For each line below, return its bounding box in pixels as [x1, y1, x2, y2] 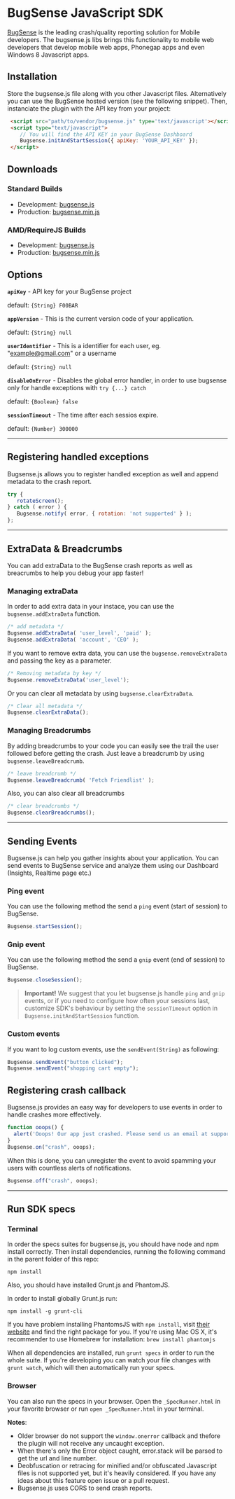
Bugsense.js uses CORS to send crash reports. [17, 1484, 152, 1492]
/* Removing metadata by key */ [7, 670, 101, 677]
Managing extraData [7, 586, 78, 596]
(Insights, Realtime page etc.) [7, 869, 92, 877]
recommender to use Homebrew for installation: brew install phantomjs [7, 1335, 215, 1343]
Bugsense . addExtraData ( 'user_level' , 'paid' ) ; [7, 630, 152, 637]
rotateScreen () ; [16, 497, 64, 504]
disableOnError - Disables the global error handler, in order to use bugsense [7, 376, 227, 385]
